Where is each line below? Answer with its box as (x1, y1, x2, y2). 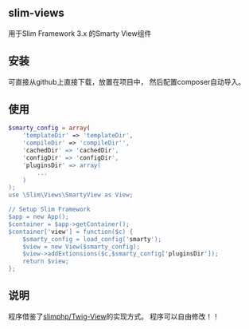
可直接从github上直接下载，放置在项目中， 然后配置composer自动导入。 (8, 77, 246, 86)
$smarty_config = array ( (8, 124, 91, 133)
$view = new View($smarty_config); (22, 243, 141, 251)
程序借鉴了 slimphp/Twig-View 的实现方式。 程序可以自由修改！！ (8, 311, 220, 321)
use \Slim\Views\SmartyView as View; (8, 191, 134, 199)
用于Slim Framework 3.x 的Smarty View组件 (8, 28, 152, 38)
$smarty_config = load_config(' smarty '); (22, 235, 161, 243)
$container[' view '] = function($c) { (8, 228, 134, 236)
